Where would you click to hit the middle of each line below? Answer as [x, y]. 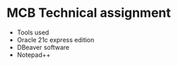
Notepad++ [34, 55]
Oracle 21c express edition [55, 39]
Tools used [33, 32]
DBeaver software [43, 47]
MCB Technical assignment [89, 13]
